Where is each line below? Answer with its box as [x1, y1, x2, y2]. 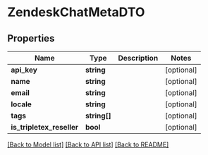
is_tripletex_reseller [11, 123, 79, 132]
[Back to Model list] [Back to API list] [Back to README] [7, 140, 169, 149]
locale [11, 99, 32, 109]
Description [118, 54, 159, 63]
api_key [11, 65, 37, 75]
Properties [7, 32, 55, 44]
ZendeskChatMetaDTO [7, 4, 145, 20]
